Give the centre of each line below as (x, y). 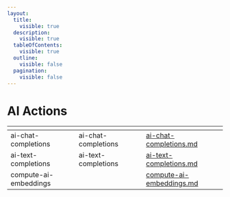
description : (32, 32)
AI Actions (37, 111)
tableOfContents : (38, 45)
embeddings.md (172, 183)
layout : (18, 13)
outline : (26, 58)
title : (23, 20)
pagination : (30, 70)
